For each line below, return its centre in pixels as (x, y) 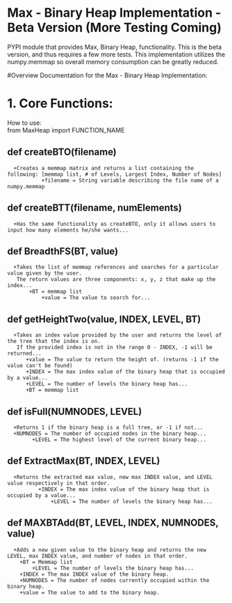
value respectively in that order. (59, 483)
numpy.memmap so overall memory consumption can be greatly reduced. (113, 61)
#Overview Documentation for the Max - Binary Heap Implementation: (107, 75)
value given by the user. (44, 273)
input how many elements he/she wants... (68, 230)
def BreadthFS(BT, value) (63, 251)
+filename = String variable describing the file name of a (130, 180)
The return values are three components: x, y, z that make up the (116, 280)
